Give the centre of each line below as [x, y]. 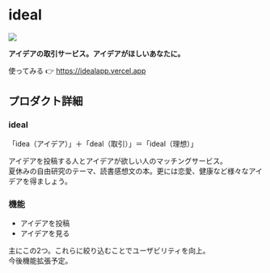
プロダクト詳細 [46, 102]
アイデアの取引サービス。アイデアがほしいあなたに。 [97, 53]
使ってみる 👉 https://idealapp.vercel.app [77, 70]
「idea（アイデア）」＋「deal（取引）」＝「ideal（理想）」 [103, 143]
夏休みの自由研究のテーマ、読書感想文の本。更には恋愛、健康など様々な [129, 171]
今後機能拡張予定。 [40, 260]
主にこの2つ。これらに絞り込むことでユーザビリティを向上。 [109, 250]
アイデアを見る [45, 233]
